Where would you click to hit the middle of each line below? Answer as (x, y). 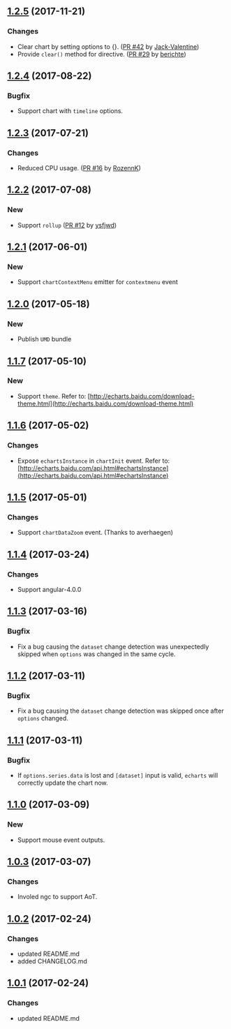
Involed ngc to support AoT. (57, 897)
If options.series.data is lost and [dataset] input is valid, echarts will (118, 775)
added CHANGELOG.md (52, 961)
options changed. (43, 718)
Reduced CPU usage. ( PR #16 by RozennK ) (79, 168)
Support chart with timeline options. (70, 111)
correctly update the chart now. (62, 783)
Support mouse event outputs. (61, 840)
